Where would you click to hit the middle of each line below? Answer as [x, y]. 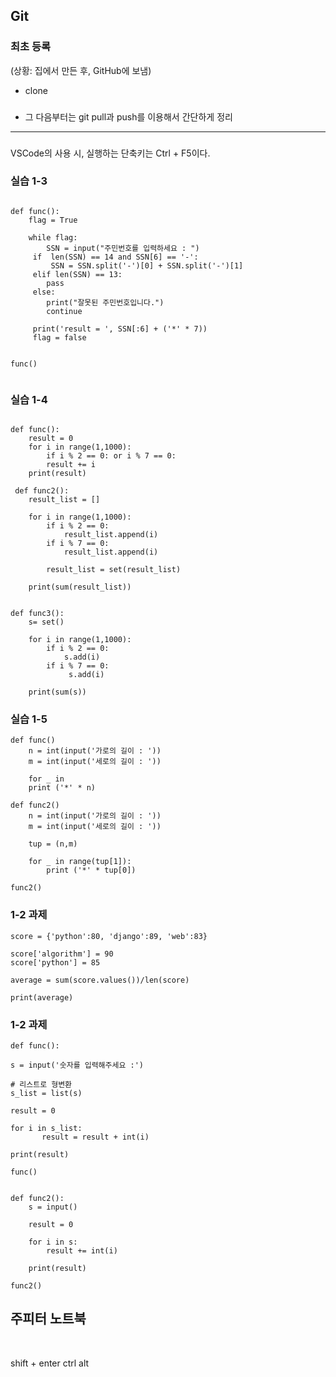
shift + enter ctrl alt [50, 1363]
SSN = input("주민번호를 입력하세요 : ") [123, 248]
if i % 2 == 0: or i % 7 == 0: [111, 456]
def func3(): [37, 614]
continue [64, 311]
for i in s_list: [46, 1129]
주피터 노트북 [48, 1319]
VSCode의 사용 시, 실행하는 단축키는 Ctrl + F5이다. [110, 153]
